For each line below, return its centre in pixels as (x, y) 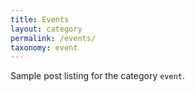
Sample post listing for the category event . (98, 76)
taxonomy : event (44, 47)
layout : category (46, 29)
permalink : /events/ (53, 38)
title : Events (40, 19)
